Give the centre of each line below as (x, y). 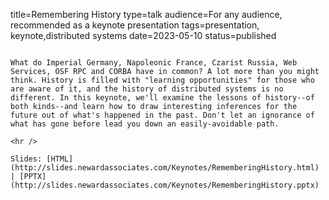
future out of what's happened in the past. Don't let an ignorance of (162, 115)
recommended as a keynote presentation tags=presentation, (135, 25)
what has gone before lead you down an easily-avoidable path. (145, 124)
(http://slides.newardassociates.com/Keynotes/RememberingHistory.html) (165, 168)
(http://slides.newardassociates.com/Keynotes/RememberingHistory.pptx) (165, 185)
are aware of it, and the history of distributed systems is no (147, 89)
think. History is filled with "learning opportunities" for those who (162, 80)
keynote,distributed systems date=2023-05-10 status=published (143, 35)
